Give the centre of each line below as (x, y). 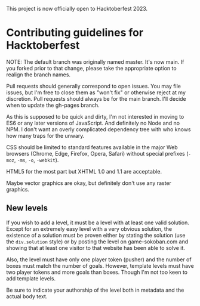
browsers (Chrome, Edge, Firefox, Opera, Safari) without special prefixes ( (97, 153)
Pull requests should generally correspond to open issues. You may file (93, 86)
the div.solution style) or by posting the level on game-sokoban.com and (97, 242)
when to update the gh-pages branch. (53, 105)
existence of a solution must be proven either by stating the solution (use (96, 235)
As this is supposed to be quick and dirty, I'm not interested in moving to (95, 116)
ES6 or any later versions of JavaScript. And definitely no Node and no (93, 123)
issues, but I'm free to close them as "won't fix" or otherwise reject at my (96, 92)
